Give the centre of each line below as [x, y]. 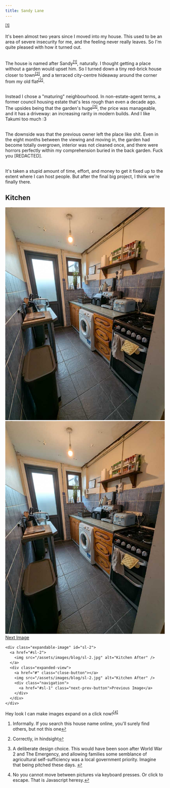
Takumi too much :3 [26, 119]
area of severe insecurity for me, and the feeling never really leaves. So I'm [83, 42]
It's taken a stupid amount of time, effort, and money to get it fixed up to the [84, 171]
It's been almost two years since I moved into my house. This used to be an [84, 37]
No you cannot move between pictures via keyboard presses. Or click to [88, 774]
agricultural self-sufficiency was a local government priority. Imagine [84, 759]
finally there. [18, 182]
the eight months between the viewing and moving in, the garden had [78, 139]
